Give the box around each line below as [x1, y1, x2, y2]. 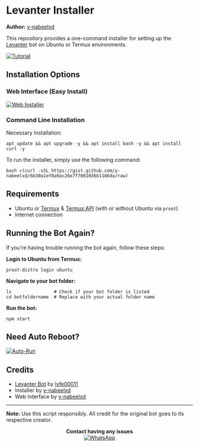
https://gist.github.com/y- [51, 167, 120, 174]
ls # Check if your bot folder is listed [6, 289, 150, 295]
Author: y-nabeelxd [6, 23, 55, 30]
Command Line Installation [6, 116, 85, 124]
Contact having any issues [66, 428, 133, 435]
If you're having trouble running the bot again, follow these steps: [6, 244, 166, 251]
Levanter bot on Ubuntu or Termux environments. [6, 41, 127, 48]
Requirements [6, 189, 59, 199]
